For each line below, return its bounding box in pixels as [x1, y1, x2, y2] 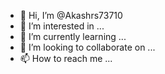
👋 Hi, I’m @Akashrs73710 [19, 10, 123, 21]
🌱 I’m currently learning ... [19, 31, 127, 42]
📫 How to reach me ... [19, 53, 113, 64]
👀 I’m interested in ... [19, 20, 105, 32]
